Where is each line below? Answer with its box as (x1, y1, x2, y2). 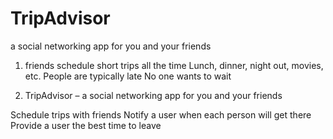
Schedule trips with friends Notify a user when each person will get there (10, 108, 312, 121)
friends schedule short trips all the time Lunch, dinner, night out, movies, (24, 59, 324, 71)
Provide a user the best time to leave (10, 119, 162, 131)
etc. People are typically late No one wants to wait (24, 70, 232, 82)
